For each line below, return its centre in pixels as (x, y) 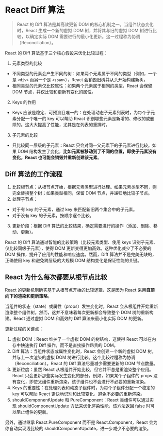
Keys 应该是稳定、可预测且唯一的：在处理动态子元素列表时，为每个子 (81, 112)
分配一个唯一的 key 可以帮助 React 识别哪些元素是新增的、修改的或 (83, 118)
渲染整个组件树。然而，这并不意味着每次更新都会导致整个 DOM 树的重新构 (79, 312)
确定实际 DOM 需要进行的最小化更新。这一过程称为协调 (85, 36)
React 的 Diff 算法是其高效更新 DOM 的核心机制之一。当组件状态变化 (85, 24)
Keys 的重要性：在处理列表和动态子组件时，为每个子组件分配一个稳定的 (83, 387)
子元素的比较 (25, 135)
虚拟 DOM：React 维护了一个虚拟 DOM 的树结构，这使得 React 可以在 (82, 339)
